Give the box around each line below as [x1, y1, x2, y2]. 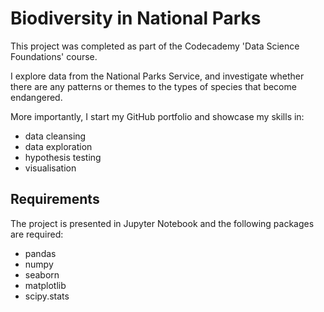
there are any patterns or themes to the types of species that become [10, 80, 297, 92]
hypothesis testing [24, 151, 102, 163]
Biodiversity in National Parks [10, 7, 262, 30]
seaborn [24, 268, 60, 281]
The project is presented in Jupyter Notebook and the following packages [10, 217, 315, 229]
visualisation [24, 162, 77, 174]
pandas [24, 247, 57, 259]
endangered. [10, 91, 63, 103]
